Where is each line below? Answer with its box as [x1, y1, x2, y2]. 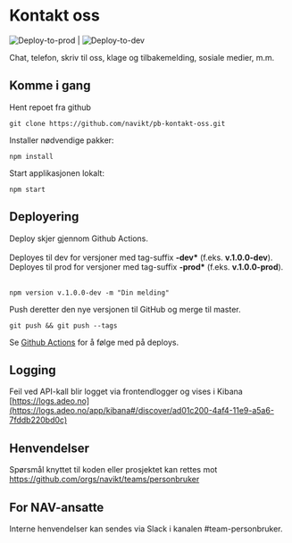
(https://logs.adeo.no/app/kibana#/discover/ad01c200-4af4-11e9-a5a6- [9, 405, 275, 416]
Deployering [9, 209, 79, 224]
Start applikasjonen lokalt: [9, 167, 105, 179]
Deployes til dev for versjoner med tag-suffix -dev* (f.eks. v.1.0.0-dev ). [9, 252, 273, 263]
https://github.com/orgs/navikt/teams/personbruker [9, 474, 200, 485]
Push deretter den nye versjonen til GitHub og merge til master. [9, 304, 241, 314]
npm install [9, 152, 54, 161]
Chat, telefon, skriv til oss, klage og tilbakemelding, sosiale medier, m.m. [9, 52, 275, 63]
